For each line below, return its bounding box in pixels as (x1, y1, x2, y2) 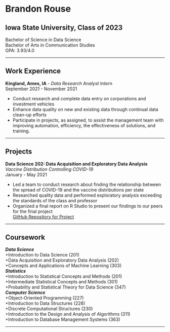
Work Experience (5, 67, 61, 76)
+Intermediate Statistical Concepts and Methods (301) (5, 279, 118, 285)
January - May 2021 (5, 171, 47, 177)
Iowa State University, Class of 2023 (5, 23, 123, 32)
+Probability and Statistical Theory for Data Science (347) (5, 284, 126, 290)
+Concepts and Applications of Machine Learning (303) (5, 263, 122, 269)
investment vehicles (12, 101, 55, 107)
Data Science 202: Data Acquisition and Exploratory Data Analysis (5, 161, 148, 167)
